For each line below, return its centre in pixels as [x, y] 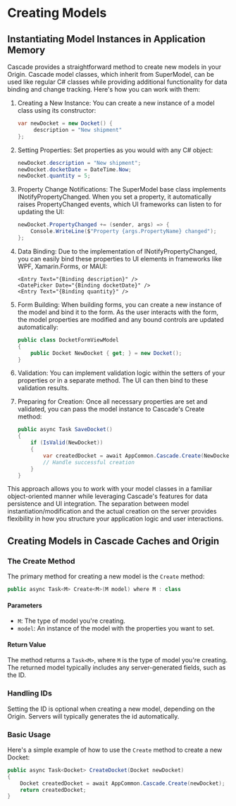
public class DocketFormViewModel [68, 340]
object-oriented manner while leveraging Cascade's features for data [107, 496]
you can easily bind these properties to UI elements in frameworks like [119, 259]
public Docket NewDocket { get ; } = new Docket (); [106, 353]
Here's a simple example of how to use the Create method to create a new [115, 750]
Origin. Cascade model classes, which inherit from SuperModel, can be [111, 74]
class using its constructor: [57, 110]
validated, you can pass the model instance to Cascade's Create [111, 409]
